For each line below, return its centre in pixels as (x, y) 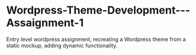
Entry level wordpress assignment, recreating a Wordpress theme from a (96, 39)
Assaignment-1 (45, 23)
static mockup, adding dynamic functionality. (62, 46)
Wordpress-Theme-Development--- (98, 10)
